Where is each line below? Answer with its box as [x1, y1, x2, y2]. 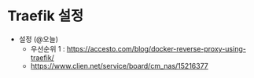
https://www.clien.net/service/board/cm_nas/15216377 [30, 61, 209, 70]
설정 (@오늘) [18, 34, 58, 44]
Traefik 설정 [7, 7, 84, 25]
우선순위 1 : [30, 44, 65, 53]
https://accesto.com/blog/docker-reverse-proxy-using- [66, 44, 247, 53]
